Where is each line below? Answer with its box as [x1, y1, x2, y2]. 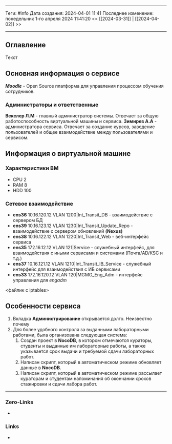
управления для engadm [12, 277, 67, 283]
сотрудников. [5, 88, 35, 94]
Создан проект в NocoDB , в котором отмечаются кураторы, [20, 337, 153, 344]
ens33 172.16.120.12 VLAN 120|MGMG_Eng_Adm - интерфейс [12, 271, 143, 277]
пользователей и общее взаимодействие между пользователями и [5, 129, 153, 135]
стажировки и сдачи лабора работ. [20, 380, 98, 387]
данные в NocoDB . [20, 365, 61, 371]
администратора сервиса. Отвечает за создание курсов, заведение [5, 124, 155, 130]
